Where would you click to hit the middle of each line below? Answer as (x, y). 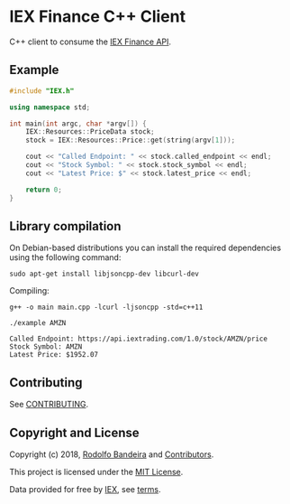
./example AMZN (38, 323)
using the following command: (65, 257)
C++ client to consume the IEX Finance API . (91, 42)
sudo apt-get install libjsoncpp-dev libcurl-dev (104, 274)
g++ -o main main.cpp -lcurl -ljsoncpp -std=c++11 (106, 308)
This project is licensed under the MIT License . (96, 471)
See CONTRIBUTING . (49, 405)
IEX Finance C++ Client (98, 17)
